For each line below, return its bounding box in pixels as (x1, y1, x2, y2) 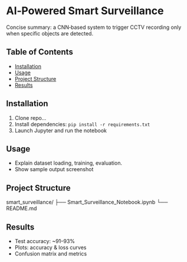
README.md (6, 205, 37, 212)
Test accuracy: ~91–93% (14, 238, 76, 244)
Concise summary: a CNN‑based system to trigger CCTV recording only (6, 24, 182, 31)
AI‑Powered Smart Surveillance (6, 4, 164, 18)
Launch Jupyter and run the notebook (14, 127, 107, 134)
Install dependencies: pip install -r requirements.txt (14, 120, 150, 127)
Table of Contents (6, 47, 74, 57)
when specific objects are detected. (6, 30, 93, 37)
